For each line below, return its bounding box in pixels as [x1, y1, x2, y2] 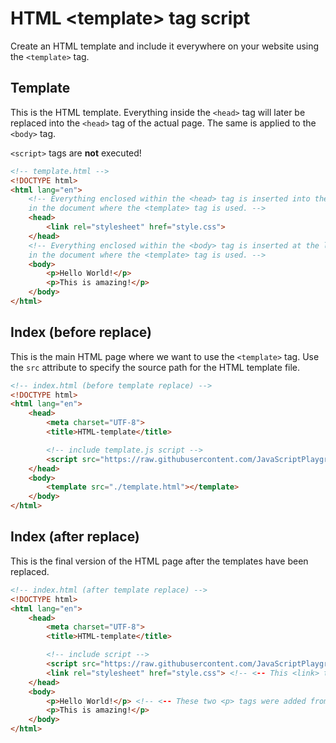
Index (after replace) [10, 528, 140, 546]
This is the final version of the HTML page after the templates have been [10, 555, 309, 567]
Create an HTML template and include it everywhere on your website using [10, 40, 320, 52]
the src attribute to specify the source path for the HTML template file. [10, 361, 301, 373]
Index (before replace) [10, 324, 152, 341]
